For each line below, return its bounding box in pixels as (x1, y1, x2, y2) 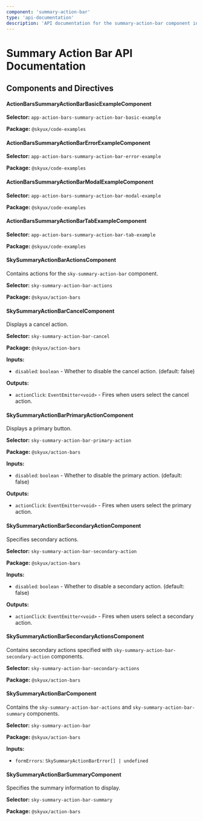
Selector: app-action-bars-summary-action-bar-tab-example (6, 231, 156, 238)
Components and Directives (6, 83, 114, 93)
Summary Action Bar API (6, 46, 133, 60)
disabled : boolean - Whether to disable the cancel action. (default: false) (14, 368, 195, 375)
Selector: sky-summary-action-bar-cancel (6, 333, 110, 340)
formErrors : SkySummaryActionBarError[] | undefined (14, 757, 149, 764)
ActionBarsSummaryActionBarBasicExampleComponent (6, 100, 152, 107)
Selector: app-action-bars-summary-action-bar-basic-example (6, 113, 161, 121)
